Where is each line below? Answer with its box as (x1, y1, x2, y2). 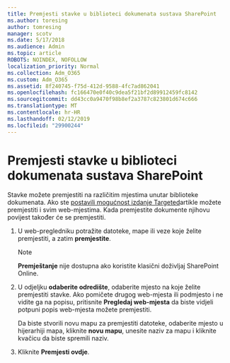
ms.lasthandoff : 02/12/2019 (7, 115, 91, 122)
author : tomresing (7, 23, 62, 30)
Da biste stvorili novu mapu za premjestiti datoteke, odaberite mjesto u (17, 319, 224, 328)
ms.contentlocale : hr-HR (7, 109, 81, 116)
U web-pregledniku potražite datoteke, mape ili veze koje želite (17, 227, 202, 235)
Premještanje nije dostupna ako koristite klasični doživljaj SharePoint (17, 262, 219, 270)
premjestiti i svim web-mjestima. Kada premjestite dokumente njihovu (7, 206, 210, 214)
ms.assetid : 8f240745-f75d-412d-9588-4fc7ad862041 (7, 83, 160, 90)
